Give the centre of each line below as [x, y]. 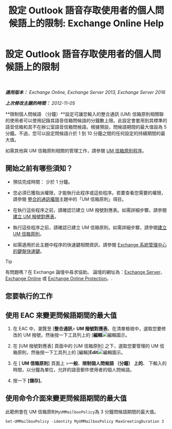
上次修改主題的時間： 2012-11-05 [40, 103]
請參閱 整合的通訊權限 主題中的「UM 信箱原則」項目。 [70, 199]
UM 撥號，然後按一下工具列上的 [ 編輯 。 [76, 335]
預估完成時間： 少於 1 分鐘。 [43, 182]
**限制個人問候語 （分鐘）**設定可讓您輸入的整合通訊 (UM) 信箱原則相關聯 [85, 114]
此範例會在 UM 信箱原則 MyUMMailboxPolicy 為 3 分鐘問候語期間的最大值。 [82, 412]
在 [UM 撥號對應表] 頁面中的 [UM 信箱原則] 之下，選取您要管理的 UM [85, 346]
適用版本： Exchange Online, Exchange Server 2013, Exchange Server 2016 [85, 92]
